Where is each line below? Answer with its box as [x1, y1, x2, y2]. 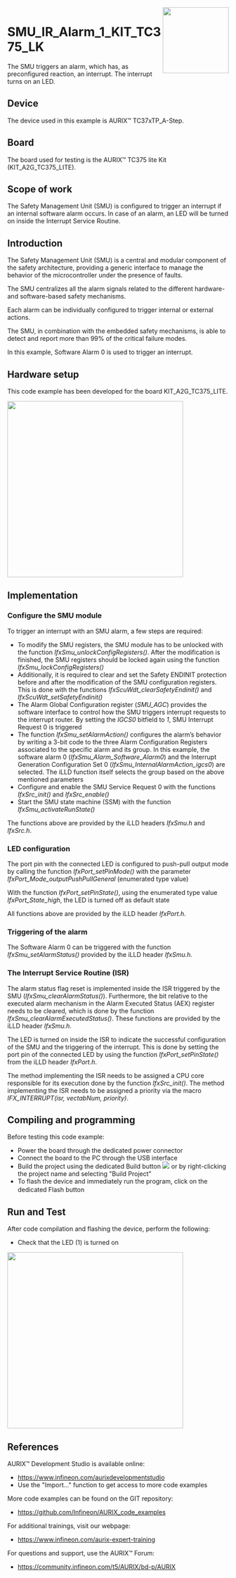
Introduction [7, 237, 63, 249]
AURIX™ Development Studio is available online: [7, 1460, 145, 1468]
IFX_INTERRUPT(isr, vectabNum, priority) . [7, 1094, 129, 1102]
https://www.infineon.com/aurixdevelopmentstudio [17, 1473, 165, 1482]
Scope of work [7, 183, 72, 195]
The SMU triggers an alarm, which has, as [7, 62, 129, 70]
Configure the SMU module [7, 610, 103, 620]
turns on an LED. [7, 77, 55, 85]
